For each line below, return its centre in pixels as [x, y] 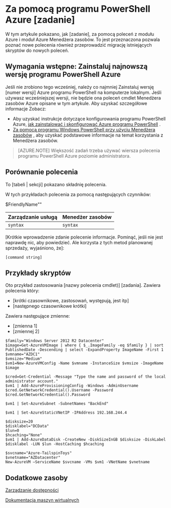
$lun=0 [12, 431]
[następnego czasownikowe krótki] [50, 306]
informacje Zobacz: [26, 109]
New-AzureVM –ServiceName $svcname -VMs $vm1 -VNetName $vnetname [78, 462]
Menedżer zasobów [87, 217]
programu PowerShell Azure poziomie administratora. [74, 156]
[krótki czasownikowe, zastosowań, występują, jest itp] [71, 301]
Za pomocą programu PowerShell [78, 9]
